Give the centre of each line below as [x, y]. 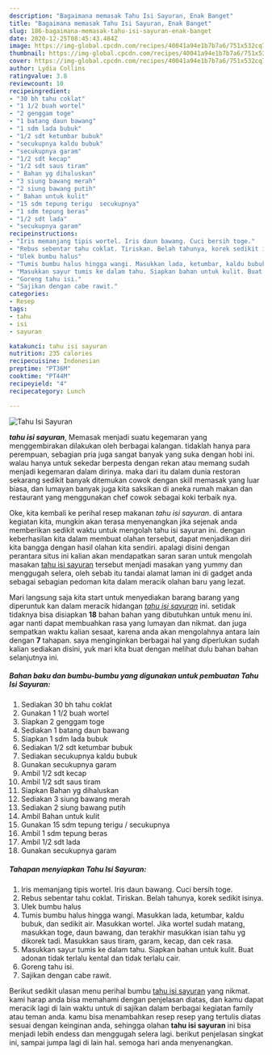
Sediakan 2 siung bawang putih [73, 808]
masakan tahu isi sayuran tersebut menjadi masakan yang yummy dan [126, 564]
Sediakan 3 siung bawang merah [75, 799]
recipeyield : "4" [38, 384]
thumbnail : [27, 53]
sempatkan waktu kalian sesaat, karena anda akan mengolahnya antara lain [135, 631]
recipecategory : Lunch [47, 391]
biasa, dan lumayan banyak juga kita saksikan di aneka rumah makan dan [131, 488]
